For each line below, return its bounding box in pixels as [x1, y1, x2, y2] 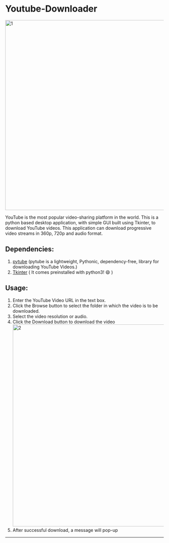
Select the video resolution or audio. [12, 313, 88, 319]
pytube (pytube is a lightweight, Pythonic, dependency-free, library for [12, 258, 159, 264]
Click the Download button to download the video [12, 319, 115, 325]
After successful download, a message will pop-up [12, 527, 118, 533]
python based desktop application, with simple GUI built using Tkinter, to [5, 219, 156, 225]
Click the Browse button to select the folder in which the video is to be [12, 303, 158, 309]
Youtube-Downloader [5, 3, 98, 15]
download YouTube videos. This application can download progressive [5, 225, 152, 231]
